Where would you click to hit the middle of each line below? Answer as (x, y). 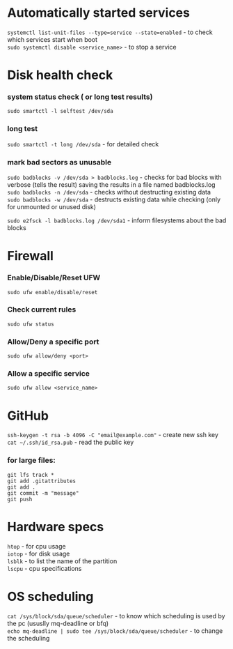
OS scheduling (50, 596)
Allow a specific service (49, 374)
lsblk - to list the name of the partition (62, 561)
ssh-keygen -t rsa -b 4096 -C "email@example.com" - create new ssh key (113, 435)
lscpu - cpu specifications (45, 568)
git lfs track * (31, 475)
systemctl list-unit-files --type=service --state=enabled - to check (110, 32)
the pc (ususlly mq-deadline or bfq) (58, 623)
